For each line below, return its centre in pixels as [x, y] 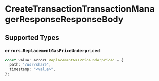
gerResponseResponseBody [64, 19]
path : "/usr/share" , [30, 64]
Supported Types [32, 37]
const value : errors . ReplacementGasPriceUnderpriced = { [64, 60]
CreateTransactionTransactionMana [80, 9]
